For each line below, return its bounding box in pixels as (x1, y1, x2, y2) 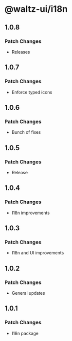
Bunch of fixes (11, 129, 41, 135)
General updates (11, 290, 45, 296)
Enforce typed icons (11, 89, 53, 95)
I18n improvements (11, 210, 50, 216)
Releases (11, 49, 30, 55)
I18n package (11, 330, 38, 336)
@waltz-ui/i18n (4, 3, 68, 15)
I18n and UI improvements (11, 250, 64, 256)
